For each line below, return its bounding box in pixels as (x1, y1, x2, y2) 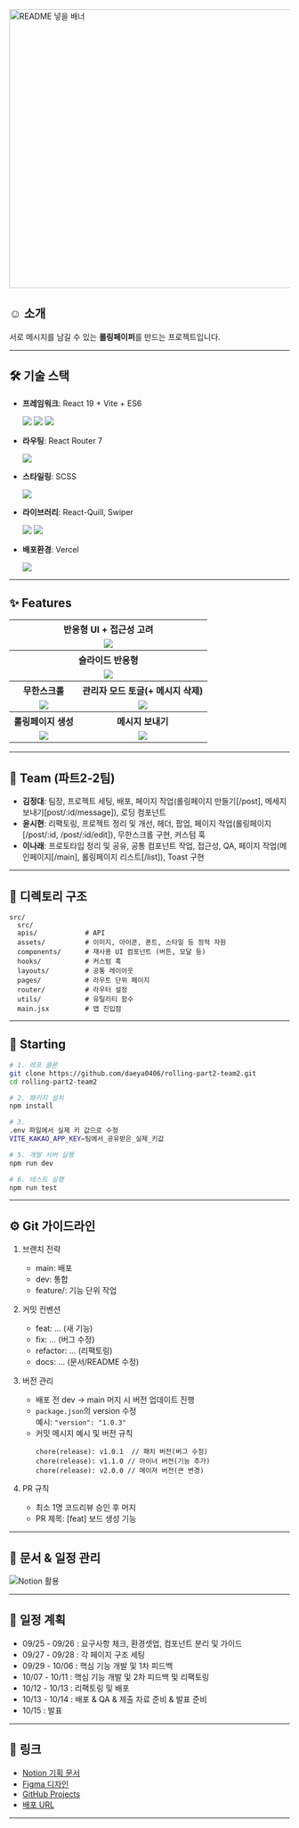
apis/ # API (17, 928, 105, 938)
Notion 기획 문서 (21, 1767, 80, 1778)
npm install (9, 1101, 53, 1110)
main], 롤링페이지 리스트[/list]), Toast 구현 (56, 852, 205, 862)
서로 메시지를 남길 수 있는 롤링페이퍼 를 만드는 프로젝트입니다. (9, 331, 221, 342)
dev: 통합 (35, 1274, 69, 1284)
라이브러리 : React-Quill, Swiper (21, 506, 133, 517)
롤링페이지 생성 (13, 716, 74, 728)
